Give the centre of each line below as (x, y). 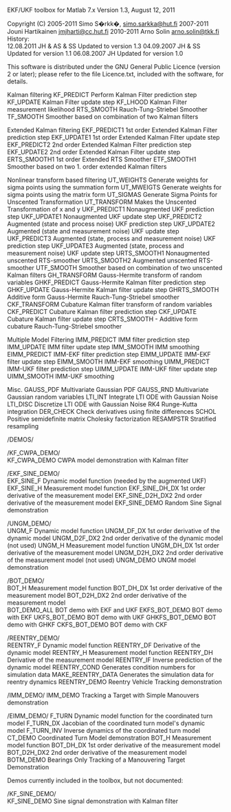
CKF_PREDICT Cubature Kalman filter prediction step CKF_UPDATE (102, 312)
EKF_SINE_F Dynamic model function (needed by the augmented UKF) (107, 481)
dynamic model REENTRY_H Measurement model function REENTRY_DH (110, 653)
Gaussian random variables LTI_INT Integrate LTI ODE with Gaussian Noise (113, 397)
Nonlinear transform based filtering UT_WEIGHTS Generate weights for (108, 180)
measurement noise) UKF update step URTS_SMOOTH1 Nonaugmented (108, 253)
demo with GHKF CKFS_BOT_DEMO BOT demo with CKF (87, 625)
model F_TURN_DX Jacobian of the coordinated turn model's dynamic (106, 723)
